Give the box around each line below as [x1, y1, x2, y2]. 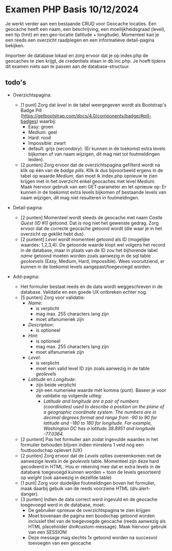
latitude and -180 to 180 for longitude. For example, [43, 420, 152, 426]
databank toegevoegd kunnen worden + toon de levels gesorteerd [20, 469, 161, 475]
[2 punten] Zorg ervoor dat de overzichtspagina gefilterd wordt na [20, 162, 160, 168]
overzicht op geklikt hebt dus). [20, 231, 85, 237]
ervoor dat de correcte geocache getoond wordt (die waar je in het [20, 225, 162, 232]
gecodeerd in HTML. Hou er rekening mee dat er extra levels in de [20, 463, 161, 469]
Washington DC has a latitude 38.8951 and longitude [43, 425, 156, 431]
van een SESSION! [28, 529, 68, 535]
